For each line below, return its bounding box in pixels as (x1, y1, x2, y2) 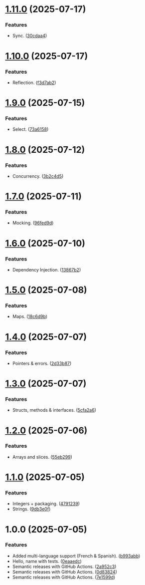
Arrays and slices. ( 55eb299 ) (12, 454, 72, 460)
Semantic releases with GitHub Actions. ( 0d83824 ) (12, 568, 117, 574)
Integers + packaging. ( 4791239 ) (12, 501, 80, 507)
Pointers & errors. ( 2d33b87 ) (12, 360, 72, 366)
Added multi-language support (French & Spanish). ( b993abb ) (12, 552, 141, 559)
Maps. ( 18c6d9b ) (12, 314, 48, 320)
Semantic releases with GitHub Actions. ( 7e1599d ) (12, 574, 116, 580)
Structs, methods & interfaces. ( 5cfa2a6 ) (12, 407, 96, 413)
